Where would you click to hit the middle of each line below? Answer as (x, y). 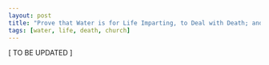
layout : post (30, 15)
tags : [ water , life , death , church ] (69, 30)
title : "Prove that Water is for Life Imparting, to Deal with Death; (128, 23)
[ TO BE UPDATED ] (40, 53)
